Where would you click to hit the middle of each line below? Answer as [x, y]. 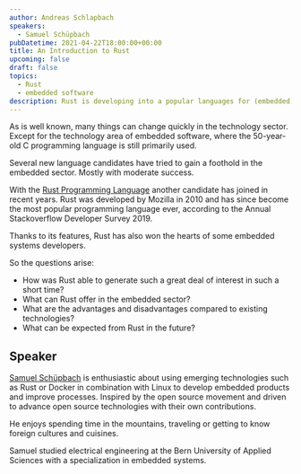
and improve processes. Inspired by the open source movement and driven [148, 397]
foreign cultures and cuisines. [64, 434]
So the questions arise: [52, 263]
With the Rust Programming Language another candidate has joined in [139, 190]
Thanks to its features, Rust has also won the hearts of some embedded [142, 236]
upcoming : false [39, 59]
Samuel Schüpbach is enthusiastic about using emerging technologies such [149, 378]
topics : [24, 76]
